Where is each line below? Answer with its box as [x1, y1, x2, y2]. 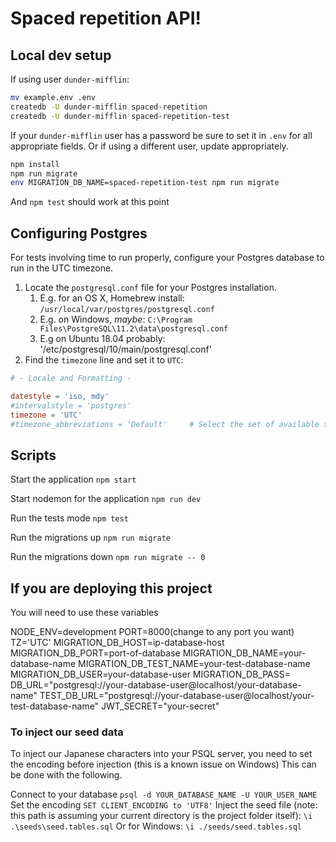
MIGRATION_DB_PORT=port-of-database [10, 647, 181, 659]
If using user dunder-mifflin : [10, 73, 130, 85]
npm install [10, 159, 60, 169]
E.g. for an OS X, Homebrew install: [39, 292, 185, 304]
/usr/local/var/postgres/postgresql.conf [39, 305, 215, 315]
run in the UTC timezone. [10, 262, 114, 274]
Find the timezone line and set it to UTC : [24, 354, 184, 366]
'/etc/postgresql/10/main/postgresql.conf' [39, 343, 212, 356]
